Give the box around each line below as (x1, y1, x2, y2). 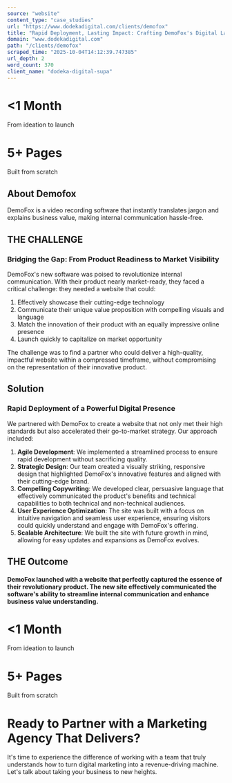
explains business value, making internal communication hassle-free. (7, 214, 204, 222)
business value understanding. (7, 597, 99, 605)
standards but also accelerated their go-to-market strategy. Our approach (7, 427, 217, 435)
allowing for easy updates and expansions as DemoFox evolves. (17, 535, 200, 544)
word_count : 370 (7, 62, 54, 68)
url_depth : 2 (7, 55, 45, 62)
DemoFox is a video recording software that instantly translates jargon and (7, 206, 219, 214)
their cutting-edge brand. (17, 477, 90, 485)
